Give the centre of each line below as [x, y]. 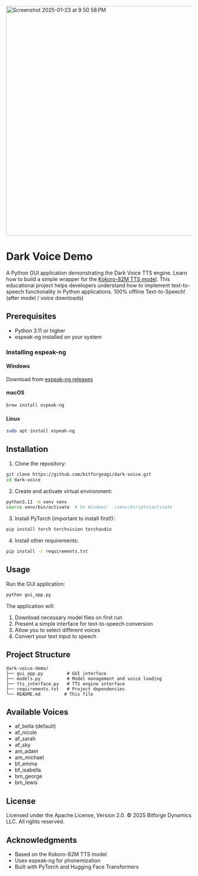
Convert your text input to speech [55, 636]
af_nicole [26, 732]
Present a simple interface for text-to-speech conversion [84, 623]
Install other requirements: [47, 541]
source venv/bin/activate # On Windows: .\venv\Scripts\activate [89, 507]
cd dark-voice [24, 480]
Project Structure [38, 655]
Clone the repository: [40, 463]
